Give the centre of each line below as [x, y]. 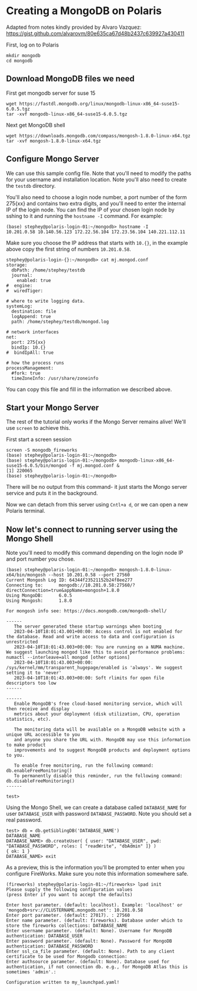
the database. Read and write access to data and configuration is [91, 637]
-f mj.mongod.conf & [94, 466]
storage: [17, 265]
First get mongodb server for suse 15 [51, 93]
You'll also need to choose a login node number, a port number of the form [96, 197]
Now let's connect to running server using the [92, 529]
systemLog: [19, 306]
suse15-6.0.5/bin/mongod [36, 466]
